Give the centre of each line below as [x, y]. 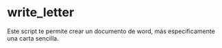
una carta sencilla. [33, 38]
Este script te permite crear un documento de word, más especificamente [111, 31]
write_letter [41, 13]
